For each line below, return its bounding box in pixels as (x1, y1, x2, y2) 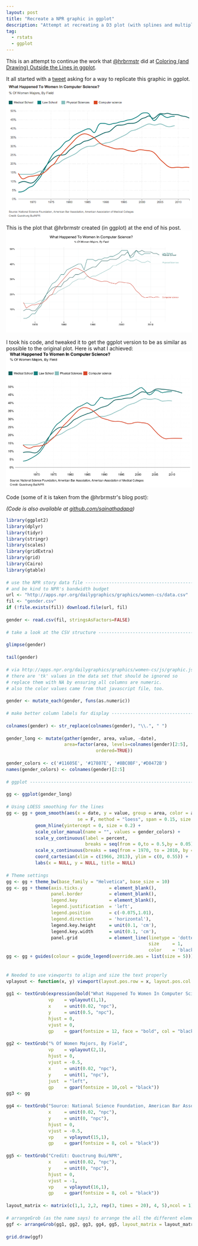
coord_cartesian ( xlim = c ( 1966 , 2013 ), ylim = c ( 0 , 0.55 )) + (35, 854, 189, 860)
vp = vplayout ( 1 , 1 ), (48, 997, 107, 1003)
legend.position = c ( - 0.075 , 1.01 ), (51, 910, 154, 916)
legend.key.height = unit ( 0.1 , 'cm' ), (51, 922, 157, 928)
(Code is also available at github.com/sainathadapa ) (6, 505, 135, 512)
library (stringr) (6, 536, 49, 542)
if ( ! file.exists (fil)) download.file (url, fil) (6, 604, 128, 611)
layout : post (6, 9, 38, 15)
